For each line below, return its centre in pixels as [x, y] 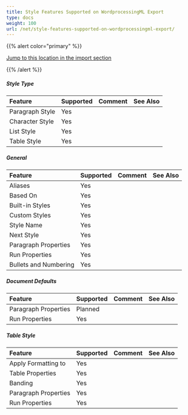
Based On [23, 196]
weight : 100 [21, 23]
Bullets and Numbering [42, 265]
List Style [22, 131]
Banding [21, 383]
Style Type [20, 83]
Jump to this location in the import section [59, 58]
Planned [88, 309]
